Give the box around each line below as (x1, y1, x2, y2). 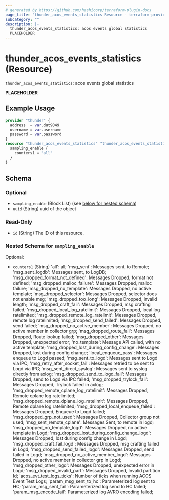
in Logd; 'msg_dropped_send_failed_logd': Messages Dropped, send (12, 446, 155, 452)
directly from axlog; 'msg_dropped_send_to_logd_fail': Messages (12, 371, 147, 377)
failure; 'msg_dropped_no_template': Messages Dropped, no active (12, 285, 152, 291)
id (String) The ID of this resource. (12, 230, 84, 236)
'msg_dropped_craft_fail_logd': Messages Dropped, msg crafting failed (12, 440, 159, 447)
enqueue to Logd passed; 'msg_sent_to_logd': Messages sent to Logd (12, 355, 158, 361)
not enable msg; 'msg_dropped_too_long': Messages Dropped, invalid (12, 296, 157, 302)
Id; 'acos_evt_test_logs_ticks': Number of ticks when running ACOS (12, 473, 152, 479)
